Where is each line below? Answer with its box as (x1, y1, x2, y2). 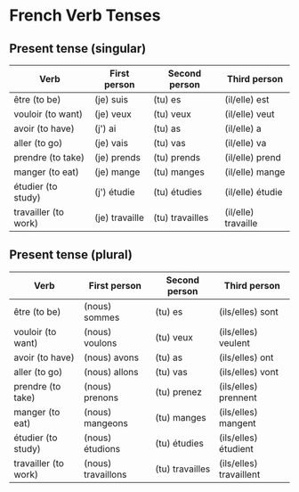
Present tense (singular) (9, 41, 147, 56)
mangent (219, 416, 256, 429)
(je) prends (94, 152, 141, 163)
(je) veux (94, 108, 132, 120)
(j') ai (94, 122, 117, 135)
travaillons (84, 468, 127, 480)
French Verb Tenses (9, 5, 161, 26)
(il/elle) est (224, 94, 270, 105)
